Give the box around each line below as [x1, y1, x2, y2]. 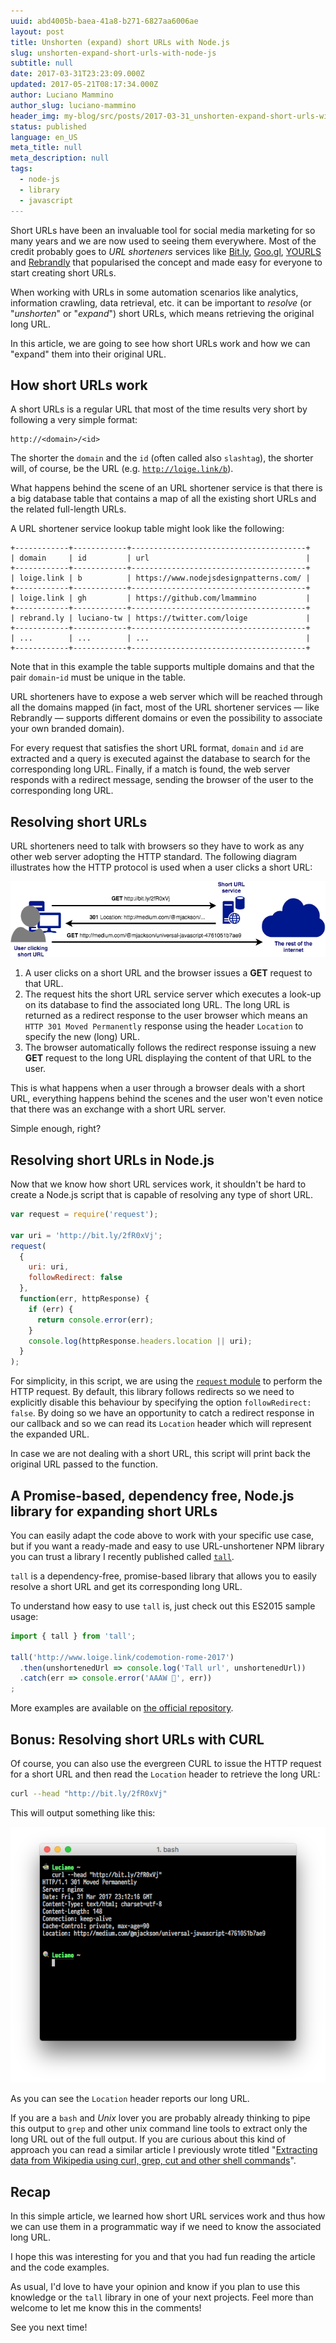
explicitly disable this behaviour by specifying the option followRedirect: [10, 1396, 312, 1409]
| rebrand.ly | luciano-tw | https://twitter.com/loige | [10, 613, 311, 624]
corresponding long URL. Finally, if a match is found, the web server [10, 763, 291, 775]
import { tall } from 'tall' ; [10, 1631, 137, 1641]
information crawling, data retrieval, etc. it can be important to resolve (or [10, 296, 312, 309]
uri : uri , [28, 1262, 70, 1272]
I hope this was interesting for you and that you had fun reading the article [10, 2251, 316, 2263]
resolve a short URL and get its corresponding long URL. [10, 1580, 243, 1592]
